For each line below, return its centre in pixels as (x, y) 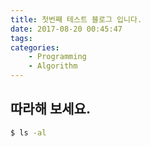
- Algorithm (53, 66)
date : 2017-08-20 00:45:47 (66, 29)
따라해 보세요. (50, 109)
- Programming (57, 57)
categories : (35, 47)
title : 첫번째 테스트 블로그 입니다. (76, 19)
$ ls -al (28, 132)
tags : (21, 38)
